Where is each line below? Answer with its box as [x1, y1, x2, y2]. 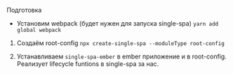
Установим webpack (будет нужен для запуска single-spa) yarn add [16, 19, 219, 27]
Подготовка [6, 6, 42, 14]
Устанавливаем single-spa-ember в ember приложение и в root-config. [16, 52, 227, 60]
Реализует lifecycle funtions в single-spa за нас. [16, 60, 159, 68]
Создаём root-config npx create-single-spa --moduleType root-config [16, 39, 225, 47]
